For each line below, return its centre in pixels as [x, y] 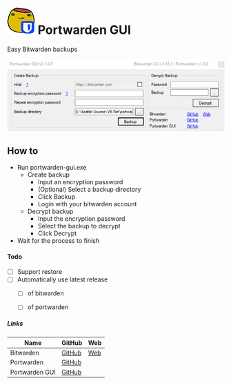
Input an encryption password [80, 182]
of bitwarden [46, 293]
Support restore [40, 272]
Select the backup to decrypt [79, 226]
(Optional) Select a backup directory [89, 190]
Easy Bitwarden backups [42, 49]
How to [23, 151]
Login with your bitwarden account [87, 204]
